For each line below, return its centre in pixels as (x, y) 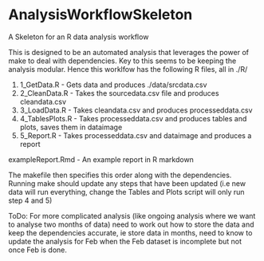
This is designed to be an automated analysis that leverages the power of (129, 52)
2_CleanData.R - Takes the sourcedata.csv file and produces (119, 93)
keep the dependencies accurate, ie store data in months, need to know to (130, 232)
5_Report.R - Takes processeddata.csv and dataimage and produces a (136, 135)
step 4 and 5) (30, 200)
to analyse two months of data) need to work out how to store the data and (131, 224)
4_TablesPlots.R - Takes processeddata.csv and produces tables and (133, 118)
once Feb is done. (38, 250)
